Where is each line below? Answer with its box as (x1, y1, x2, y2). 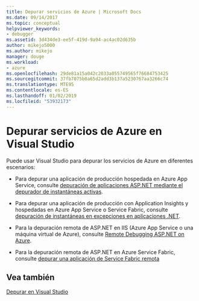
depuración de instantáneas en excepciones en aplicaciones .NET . (14, 212, 181, 220)
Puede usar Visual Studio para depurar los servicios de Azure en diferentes (6, 157, 194, 164)
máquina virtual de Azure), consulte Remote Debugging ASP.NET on (14, 230, 185, 238)
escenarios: (6, 163, 36, 170)
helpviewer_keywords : (6, 25, 61, 32)
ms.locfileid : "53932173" (6, 98, 71, 104)
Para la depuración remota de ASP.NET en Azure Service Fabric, (14, 248, 175, 256)
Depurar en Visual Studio (6, 288, 68, 296)
